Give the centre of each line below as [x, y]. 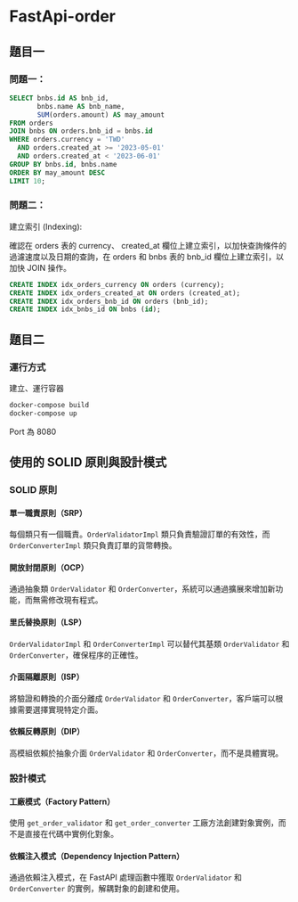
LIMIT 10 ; [28, 181]
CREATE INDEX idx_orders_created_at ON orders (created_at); [125, 293]
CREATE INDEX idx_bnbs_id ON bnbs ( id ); [85, 309]
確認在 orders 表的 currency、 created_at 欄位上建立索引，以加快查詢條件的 [148, 245]
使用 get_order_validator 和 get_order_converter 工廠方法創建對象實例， [144, 823]
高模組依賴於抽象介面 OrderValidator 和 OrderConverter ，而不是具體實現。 [146, 753]
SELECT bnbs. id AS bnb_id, [59, 98]
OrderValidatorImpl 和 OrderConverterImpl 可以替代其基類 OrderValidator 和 [149, 644]
